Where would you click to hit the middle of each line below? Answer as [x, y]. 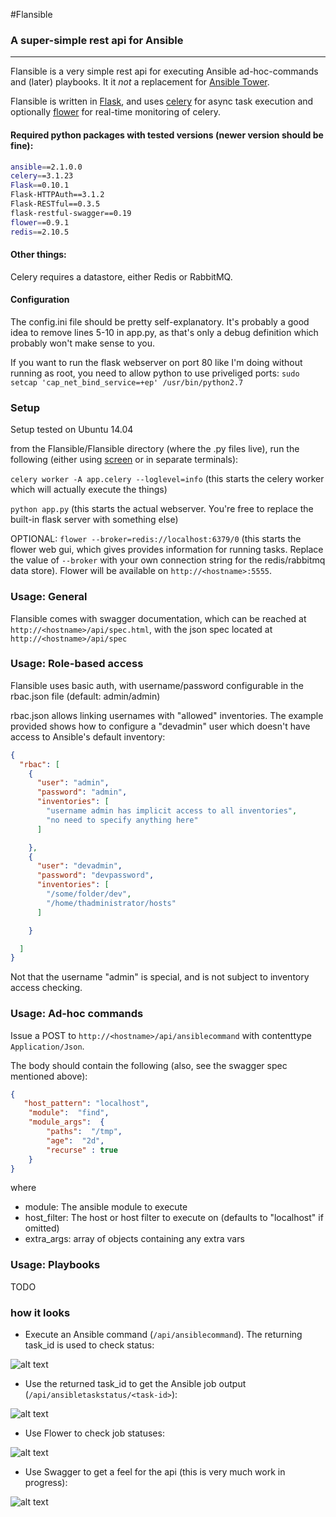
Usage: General [49, 597]
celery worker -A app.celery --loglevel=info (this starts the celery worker [167, 479]
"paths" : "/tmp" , [84, 1132]
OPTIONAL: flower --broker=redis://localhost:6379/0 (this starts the [156, 539]
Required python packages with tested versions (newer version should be [167, 135]
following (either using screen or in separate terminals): [124, 460]
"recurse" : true [82, 1150]
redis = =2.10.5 [40, 232]
